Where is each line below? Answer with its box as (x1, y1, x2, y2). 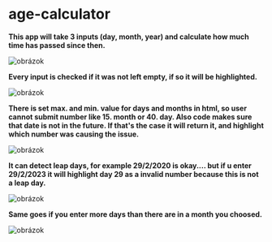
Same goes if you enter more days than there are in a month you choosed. (8, 209, 262, 219)
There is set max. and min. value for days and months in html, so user (8, 103, 248, 113)
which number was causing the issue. (8, 129, 140, 139)
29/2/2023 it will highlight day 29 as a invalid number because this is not (8, 169, 259, 179)
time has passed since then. (8, 40, 106, 50)
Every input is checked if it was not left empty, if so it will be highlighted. (8, 71, 257, 81)
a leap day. (8, 178, 46, 188)
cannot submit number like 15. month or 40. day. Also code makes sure (8, 111, 253, 122)
